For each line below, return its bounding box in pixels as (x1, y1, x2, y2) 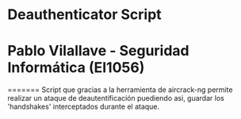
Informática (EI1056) (7, 59, 145, 77)
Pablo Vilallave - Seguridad (7, 42, 189, 60)
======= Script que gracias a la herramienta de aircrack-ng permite (7, 85, 233, 94)
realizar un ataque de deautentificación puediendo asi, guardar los (7, 94, 225, 103)
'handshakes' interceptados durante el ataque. (7, 102, 160, 112)
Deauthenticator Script (7, 6, 162, 24)
